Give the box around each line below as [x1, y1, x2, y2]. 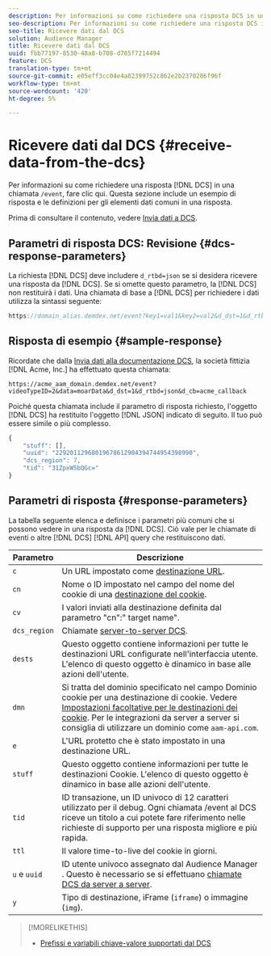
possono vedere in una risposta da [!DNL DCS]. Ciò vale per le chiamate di [8, 524, 256, 533]
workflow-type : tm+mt [8, 79, 81, 87]
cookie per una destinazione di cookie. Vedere [61, 692, 238, 703]
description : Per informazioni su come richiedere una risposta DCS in [8, 11, 254, 20]
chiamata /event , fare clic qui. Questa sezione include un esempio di [8, 189, 236, 199]
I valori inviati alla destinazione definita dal [61, 601, 222, 613]
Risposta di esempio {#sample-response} [8, 335, 223, 348]
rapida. [61, 832, 89, 843]
